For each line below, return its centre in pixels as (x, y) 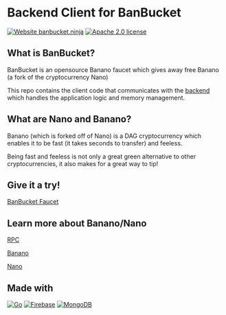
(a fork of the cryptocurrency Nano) (58, 77)
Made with (30, 288)
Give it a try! (34, 185)
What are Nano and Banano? (69, 119)
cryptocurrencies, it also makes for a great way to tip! (83, 163)
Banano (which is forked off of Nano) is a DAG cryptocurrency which (104, 136)
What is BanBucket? (51, 53)
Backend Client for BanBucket (94, 13)
